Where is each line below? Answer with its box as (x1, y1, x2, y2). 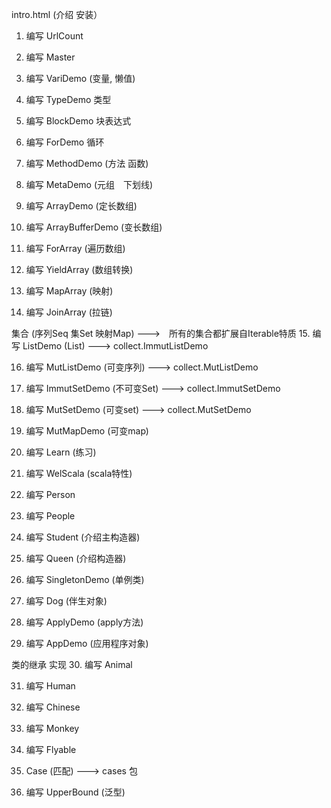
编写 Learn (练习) (25, 446, 97, 458)
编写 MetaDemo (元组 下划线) (25, 179, 154, 190)
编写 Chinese (25, 701, 81, 713)
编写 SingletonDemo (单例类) (25, 574, 145, 585)
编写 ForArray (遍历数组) (25, 243, 126, 254)
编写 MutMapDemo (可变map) (25, 425, 149, 437)
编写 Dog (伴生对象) (25, 595, 108, 607)
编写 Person (25, 489, 76, 500)
